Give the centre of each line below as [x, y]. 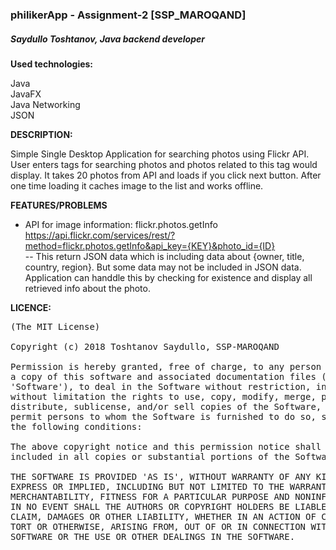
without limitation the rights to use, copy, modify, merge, [163, 396]
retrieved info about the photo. [87, 288]
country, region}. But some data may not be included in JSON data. [163, 267]
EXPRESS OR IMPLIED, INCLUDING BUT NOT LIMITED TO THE [147, 486]
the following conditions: [76, 426]
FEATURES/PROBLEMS [59, 205]
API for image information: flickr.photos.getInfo [121, 224]
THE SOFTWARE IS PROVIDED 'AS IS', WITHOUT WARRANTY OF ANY [161, 476]
